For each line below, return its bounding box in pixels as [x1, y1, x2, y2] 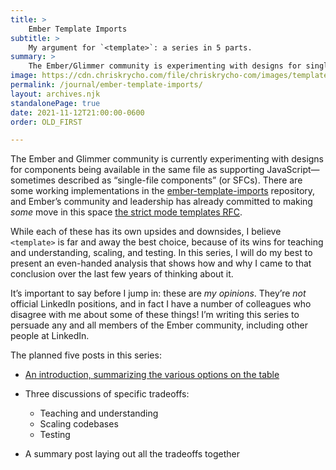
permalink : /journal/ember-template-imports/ [10, 80, 203, 90]
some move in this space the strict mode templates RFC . [10, 206, 243, 218]
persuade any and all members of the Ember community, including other [10, 319, 308, 331]
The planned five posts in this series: [10, 349, 162, 361]
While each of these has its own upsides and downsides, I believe [10, 226, 282, 238]
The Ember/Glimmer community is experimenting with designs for [28, 61, 302, 71]
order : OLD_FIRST [10, 117, 83, 127]
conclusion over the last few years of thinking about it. [10, 268, 234, 280]
